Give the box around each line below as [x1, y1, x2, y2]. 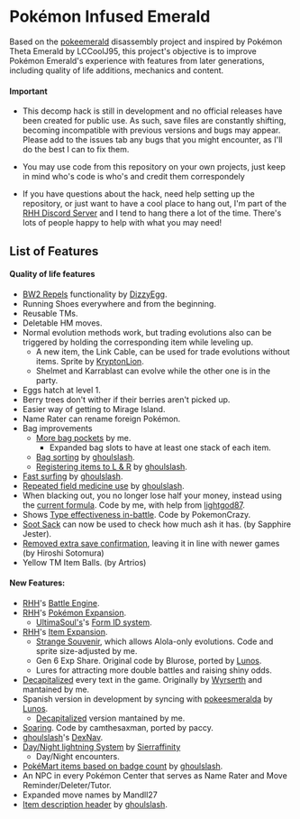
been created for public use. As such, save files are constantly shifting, [22, 115, 286, 126]
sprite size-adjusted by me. [35, 645, 138, 656]
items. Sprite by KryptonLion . [35, 355, 144, 366]
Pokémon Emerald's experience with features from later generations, [9, 55, 265, 66]
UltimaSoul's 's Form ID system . [35, 616, 153, 628]
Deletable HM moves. [22, 317, 103, 328]
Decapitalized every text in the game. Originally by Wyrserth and [22, 674, 263, 685]
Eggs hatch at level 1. [22, 384, 101, 395]
